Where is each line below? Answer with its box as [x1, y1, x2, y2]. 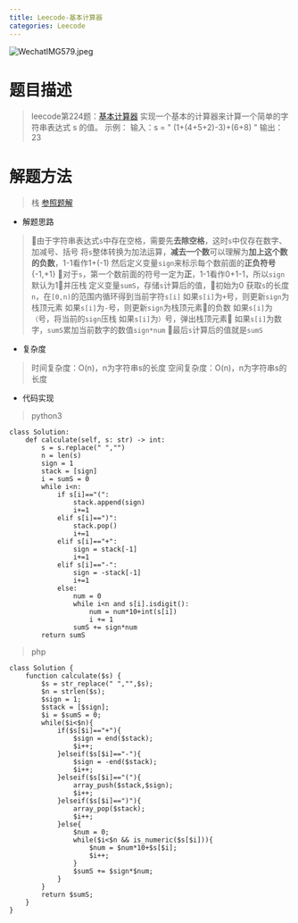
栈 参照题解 [30, 197, 73, 208]
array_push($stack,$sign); [72, 781, 174, 790]
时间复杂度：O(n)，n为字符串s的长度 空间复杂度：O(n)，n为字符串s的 [30, 362, 287, 373]
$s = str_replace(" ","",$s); [41, 679, 153, 688]
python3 [30, 411, 62, 421]
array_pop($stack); [72, 804, 145, 813]
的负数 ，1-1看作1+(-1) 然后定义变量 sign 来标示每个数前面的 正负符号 [30, 258, 277, 269]
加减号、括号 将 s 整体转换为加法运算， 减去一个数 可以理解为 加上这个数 [30, 246, 288, 257]
